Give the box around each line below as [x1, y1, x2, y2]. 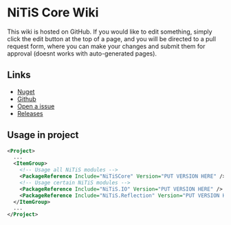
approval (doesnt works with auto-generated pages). [7, 49, 157, 58]
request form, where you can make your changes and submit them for [7, 42, 206, 50]
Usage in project [7, 129, 79, 141]
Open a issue [16, 102, 55, 110]
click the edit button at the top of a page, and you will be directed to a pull [7, 34, 217, 43]
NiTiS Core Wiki [7, 5, 99, 21]
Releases [16, 109, 43, 117]
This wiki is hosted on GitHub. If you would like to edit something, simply [7, 27, 212, 36]
